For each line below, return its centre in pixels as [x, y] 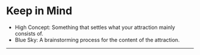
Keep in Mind [39, 11]
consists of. [29, 33]
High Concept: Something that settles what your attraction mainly [95, 27]
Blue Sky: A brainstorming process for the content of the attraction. [97, 40]
